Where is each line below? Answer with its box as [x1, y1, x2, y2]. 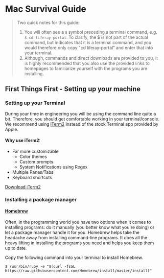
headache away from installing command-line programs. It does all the [5, 234, 148, 240]
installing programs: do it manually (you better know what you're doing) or [5, 224, 155, 230]
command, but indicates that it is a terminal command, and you [24, 39, 152, 45]
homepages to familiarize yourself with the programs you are [24, 65, 148, 71]
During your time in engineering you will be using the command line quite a [5, 111, 156, 116]
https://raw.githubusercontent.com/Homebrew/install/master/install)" [5, 268, 152, 273]
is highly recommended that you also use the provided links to [24, 60, 150, 66]
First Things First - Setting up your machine [5, 85, 141, 93]
